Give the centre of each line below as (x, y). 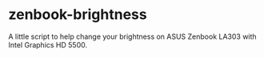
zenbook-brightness (78, 15)
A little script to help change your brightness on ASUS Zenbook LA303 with (133, 36)
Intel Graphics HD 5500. (48, 44)
